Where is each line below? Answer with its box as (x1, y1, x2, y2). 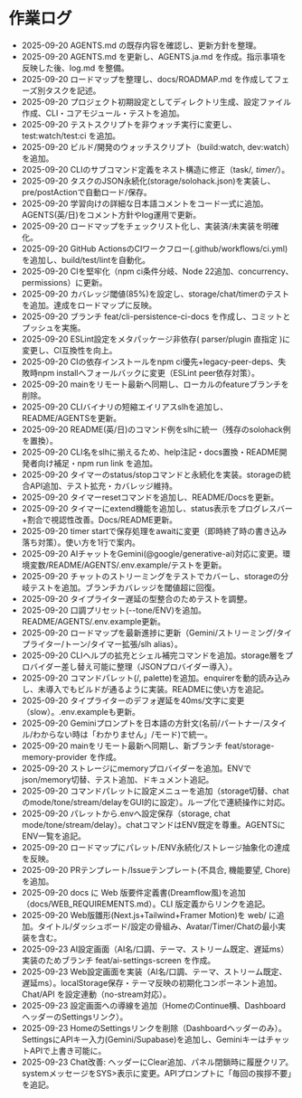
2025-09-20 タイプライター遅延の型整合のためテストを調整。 (21, 593, 252, 604)
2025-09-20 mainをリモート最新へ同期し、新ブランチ (21, 740, 223, 751)
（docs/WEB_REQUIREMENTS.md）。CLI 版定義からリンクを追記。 (21, 898, 270, 909)
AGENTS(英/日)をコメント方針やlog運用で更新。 (21, 209, 202, 220)
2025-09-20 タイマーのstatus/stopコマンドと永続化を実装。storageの (21, 469, 284, 480)
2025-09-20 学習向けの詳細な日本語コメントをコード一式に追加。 (21, 198, 269, 209)
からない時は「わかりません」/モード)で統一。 (40, 728, 213, 739)
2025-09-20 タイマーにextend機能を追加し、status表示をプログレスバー (21, 502, 293, 513)
